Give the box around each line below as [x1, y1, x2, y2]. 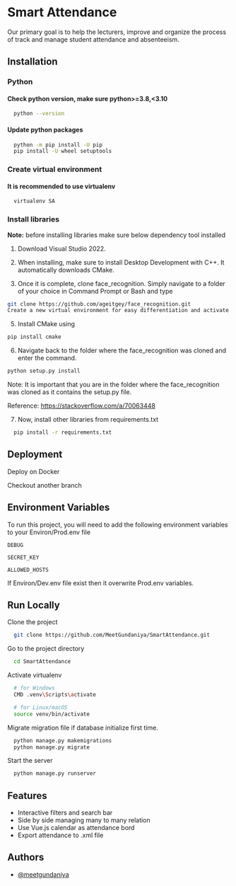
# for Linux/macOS [13, 703, 69, 711]
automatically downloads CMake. [17, 265, 114, 274]
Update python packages [7, 125, 83, 134]
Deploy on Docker [7, 467, 60, 476]
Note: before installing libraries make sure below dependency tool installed [7, 231, 226, 239]
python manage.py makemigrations [13, 737, 112, 744]
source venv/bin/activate [13, 710, 90, 718]
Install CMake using [17, 320, 76, 328]
